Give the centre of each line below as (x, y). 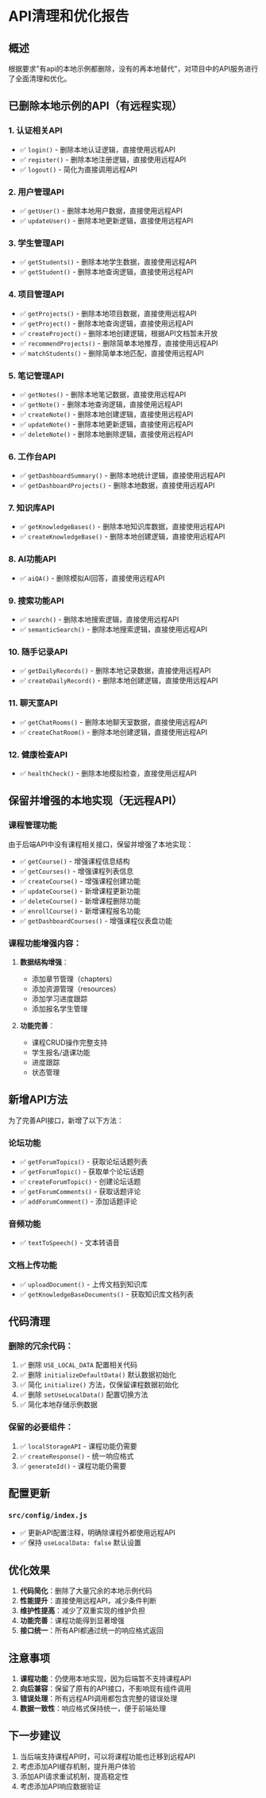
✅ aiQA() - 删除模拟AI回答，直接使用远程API (92, 578)
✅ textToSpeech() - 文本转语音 (70, 1243)
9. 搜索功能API (36, 601)
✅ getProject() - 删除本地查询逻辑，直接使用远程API (106, 323)
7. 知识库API (31, 508)
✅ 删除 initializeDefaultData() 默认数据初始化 (98, 1375)
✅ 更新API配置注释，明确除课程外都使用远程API (98, 1533)
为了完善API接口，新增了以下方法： (66, 1120)
